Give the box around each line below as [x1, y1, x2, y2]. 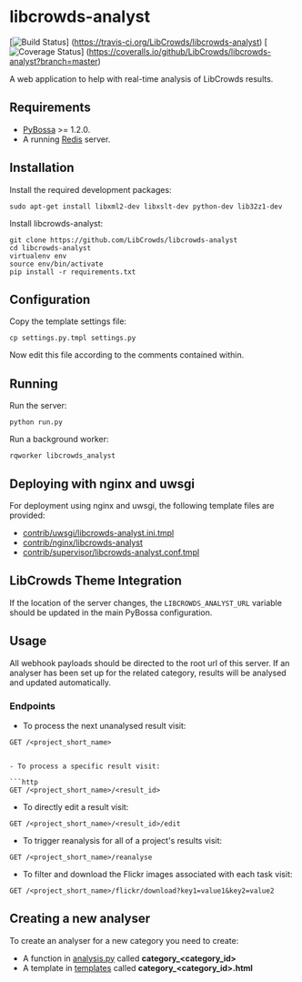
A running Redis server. [22, 134, 111, 145]
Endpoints [9, 699, 56, 712]
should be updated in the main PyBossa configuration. [9, 607, 213, 618]
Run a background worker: [9, 434, 109, 445]
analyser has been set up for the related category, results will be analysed [9, 667, 287, 678]
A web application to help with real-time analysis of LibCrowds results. [9, 73, 274, 84]
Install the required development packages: [9, 184, 172, 195]
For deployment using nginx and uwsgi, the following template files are [9, 501, 275, 511]
